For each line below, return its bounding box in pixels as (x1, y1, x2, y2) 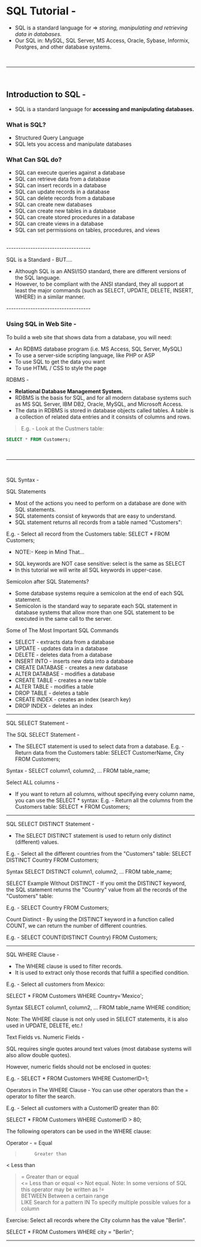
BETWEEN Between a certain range (20, 1192, 109, 1199)
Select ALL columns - (6, 779, 60, 786)
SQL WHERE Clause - (6, 950, 60, 958)
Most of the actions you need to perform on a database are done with (14, 500, 187, 507)
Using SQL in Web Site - (6, 320, 77, 328)
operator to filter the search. (6, 1093, 76, 1100)
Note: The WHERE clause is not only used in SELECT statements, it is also (6, 1015, 188, 1022)
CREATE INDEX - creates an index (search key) (14, 695, 131, 703)
